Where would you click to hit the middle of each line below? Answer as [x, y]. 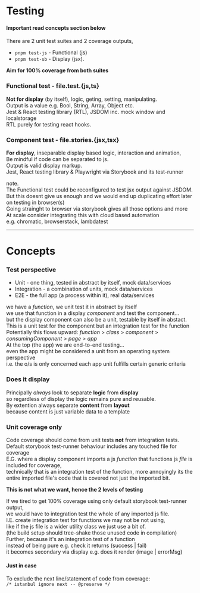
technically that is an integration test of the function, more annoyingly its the [99, 472]
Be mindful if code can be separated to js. [57, 159]
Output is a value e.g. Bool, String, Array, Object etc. [70, 105]
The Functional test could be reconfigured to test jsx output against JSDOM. [99, 190]
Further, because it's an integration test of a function [71, 539]
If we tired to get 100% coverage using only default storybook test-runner [97, 501]
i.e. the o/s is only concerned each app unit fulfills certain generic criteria [96, 364]
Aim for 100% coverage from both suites [57, 70]
